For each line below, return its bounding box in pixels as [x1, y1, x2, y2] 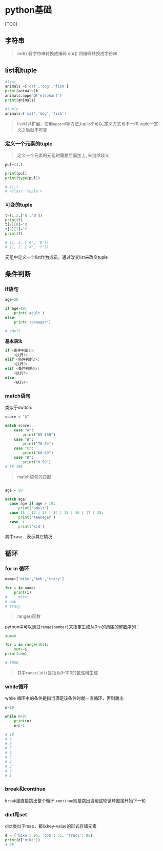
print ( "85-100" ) [22, 432, 56, 437]
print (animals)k [5, 89, 38, 94]
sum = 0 [5, 634, 16, 638]
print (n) [14, 718, 32, 723]
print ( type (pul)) [5, 175, 41, 181]
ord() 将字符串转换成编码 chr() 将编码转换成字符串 [17, 50, 118, 56]
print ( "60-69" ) [22, 451, 54, 455]
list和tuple [5, 66, 38, 75]
